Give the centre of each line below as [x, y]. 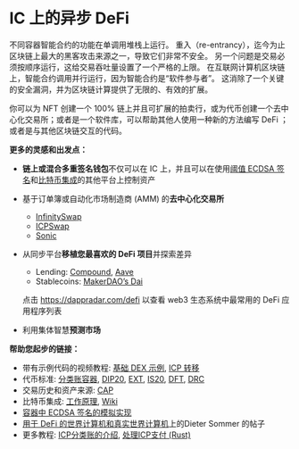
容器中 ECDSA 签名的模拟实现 [77, 412]
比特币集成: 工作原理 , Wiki [70, 401]
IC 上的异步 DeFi [69, 18]
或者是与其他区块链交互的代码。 [68, 130]
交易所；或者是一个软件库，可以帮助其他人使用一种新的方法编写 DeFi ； [156, 119]
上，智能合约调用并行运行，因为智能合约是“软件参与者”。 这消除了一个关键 [147, 78]
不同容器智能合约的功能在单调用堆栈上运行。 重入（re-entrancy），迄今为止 [147, 45]
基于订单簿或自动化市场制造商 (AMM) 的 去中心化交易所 [123, 198]
